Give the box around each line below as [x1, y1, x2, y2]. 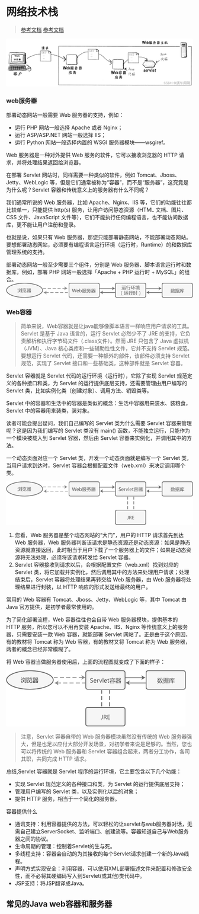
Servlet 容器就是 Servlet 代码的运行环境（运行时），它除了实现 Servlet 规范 [6, 372, 188, 379]
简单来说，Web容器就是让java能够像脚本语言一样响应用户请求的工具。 [20, 322, 192, 330]
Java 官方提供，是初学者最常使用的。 [6, 603, 98, 611]
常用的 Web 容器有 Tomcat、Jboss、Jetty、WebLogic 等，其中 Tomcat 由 [6, 596, 187, 603]
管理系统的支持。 [6, 248, 48, 255]
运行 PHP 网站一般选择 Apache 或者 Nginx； [14, 124, 123, 131]
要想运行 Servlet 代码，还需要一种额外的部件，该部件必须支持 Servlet [20, 352, 190, 359]
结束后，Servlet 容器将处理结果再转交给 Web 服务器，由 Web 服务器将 [14, 576, 187, 583]
